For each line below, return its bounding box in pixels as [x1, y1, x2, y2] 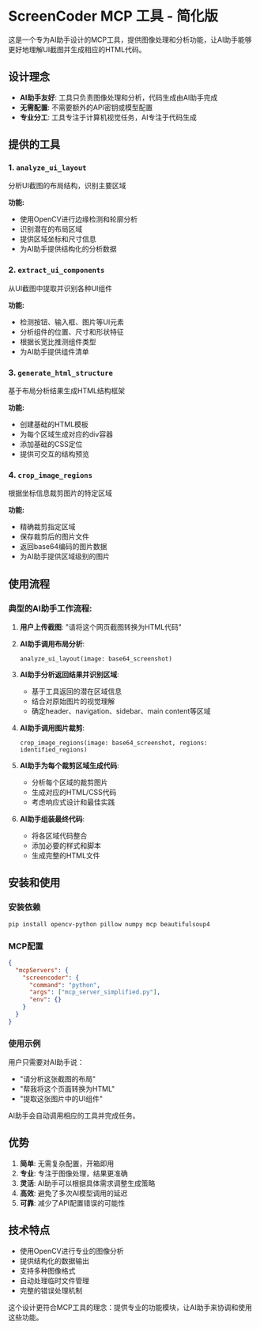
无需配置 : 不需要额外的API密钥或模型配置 [19, 102, 153, 112]
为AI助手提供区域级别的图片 [19, 551, 111, 562]
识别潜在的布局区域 [19, 225, 83, 234]
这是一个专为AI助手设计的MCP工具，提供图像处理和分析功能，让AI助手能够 [8, 35, 252, 44]
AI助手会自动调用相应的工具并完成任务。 [8, 1111, 140, 1120]
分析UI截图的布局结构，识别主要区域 [8, 181, 126, 191]
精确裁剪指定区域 [19, 522, 76, 532]
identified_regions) [19, 746, 88, 754]
